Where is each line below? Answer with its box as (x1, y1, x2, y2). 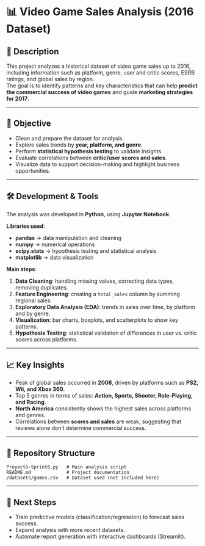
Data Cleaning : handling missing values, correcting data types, (15, 277, 174, 285)
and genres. (15, 412, 46, 419)
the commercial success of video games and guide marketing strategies (6, 89, 193, 95)
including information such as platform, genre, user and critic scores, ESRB (6, 69, 195, 76)
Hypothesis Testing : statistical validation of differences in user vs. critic (15, 329, 197, 337)
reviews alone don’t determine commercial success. (15, 424, 146, 432)
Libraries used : (6, 222, 45, 230)
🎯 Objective (6, 118, 51, 129)
